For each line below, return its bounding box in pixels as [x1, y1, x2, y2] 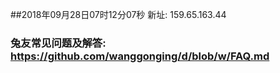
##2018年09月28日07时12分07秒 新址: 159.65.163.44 [10, 9, 227, 20]
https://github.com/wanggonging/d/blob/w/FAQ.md [10, 49, 270, 63]
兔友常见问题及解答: [10, 36, 107, 50]
